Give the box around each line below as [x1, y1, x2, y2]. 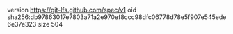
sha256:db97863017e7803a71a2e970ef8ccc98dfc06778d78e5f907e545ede [7, 13, 227, 21]
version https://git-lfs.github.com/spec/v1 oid [7, 6, 137, 14]
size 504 [38, 20, 63, 28]
